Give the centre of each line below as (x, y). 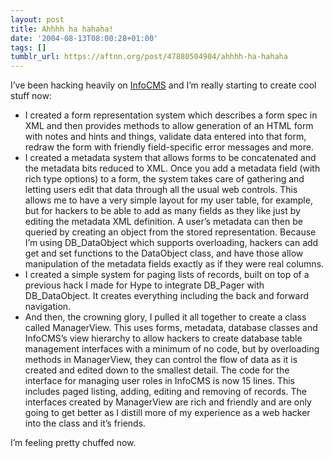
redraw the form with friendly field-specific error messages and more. (169, 147)
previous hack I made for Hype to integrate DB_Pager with (144, 285)
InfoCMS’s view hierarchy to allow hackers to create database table (163, 338)
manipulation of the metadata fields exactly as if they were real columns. (174, 264)
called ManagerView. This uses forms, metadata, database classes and (171, 328)
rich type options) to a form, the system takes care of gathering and (164, 179)
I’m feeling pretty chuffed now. (73, 443)
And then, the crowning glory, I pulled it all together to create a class (165, 317)
